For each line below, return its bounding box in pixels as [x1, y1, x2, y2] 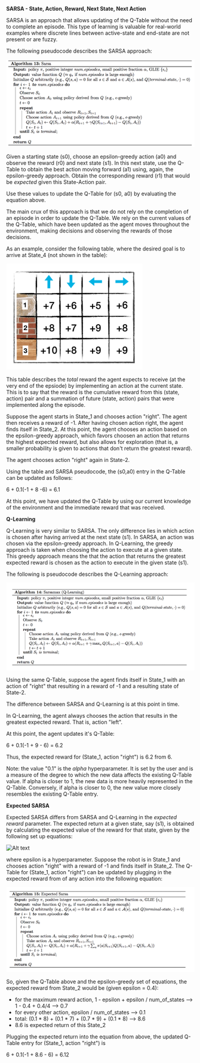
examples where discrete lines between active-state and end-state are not [6, 29, 190, 37]
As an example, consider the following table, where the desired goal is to [6, 245, 185, 252]
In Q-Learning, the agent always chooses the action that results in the [6, 712, 178, 720]
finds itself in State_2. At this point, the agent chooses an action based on [6, 425, 187, 433]
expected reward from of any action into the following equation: [6, 875, 163, 883]
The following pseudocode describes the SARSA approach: [6, 47, 152, 55]
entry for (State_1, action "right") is [20, 1040, 106, 1047]
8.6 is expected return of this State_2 [14, 1022, 106, 1029]
